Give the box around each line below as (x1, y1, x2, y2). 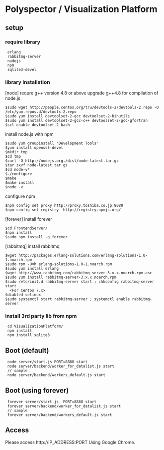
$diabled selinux (5, 292, 41, 298)
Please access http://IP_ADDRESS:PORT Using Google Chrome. (5, 439, 136, 445)
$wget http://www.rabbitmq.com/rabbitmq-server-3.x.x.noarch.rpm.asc (5, 271, 153, 276)
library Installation (5, 78, 51, 85)
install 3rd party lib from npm (5, 313, 77, 320)
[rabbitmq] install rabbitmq (5, 243, 60, 249)
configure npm (5, 193, 36, 199)
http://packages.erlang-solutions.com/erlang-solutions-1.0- (18, 253, 148, 258)
